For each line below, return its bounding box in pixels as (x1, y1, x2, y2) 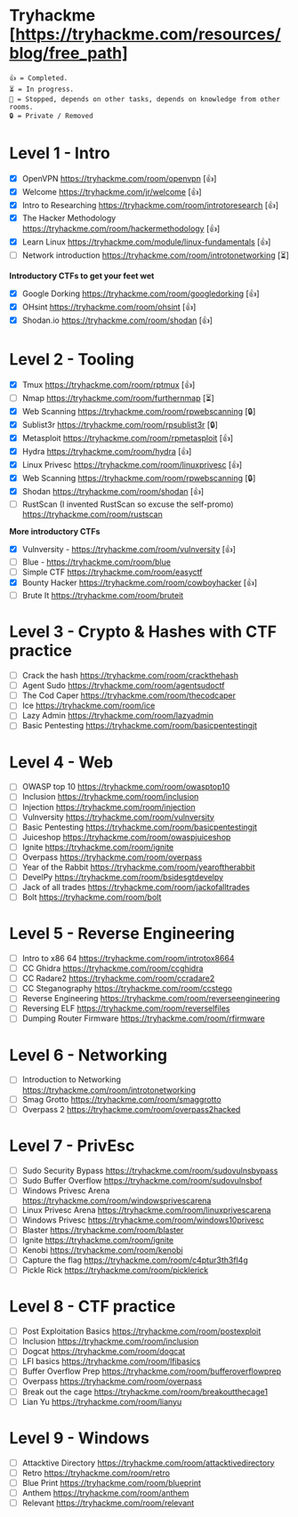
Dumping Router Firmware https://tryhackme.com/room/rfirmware (21, 1013, 265, 1023)
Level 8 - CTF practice (9, 1296, 176, 1317)
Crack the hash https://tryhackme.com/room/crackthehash (21, 670, 238, 681)
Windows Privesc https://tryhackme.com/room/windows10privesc (21, 1215, 264, 1225)
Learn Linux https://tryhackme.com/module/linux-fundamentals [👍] (21, 237, 271, 247)
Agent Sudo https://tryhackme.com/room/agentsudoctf (21, 680, 225, 691)
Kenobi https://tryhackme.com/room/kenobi (21, 1245, 184, 1255)
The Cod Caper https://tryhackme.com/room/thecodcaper (21, 690, 236, 701)
